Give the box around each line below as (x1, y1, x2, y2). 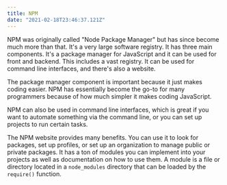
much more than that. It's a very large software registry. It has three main (7, 42, 213, 51)
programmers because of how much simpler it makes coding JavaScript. (7, 92, 212, 100)
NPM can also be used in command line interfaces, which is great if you (7, 106, 209, 114)
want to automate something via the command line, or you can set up (7, 112, 202, 121)
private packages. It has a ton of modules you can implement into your (7, 148, 206, 156)
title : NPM (7, 10, 38, 17)
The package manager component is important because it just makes (7, 77, 203, 86)
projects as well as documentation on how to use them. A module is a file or (7, 155, 220, 163)
